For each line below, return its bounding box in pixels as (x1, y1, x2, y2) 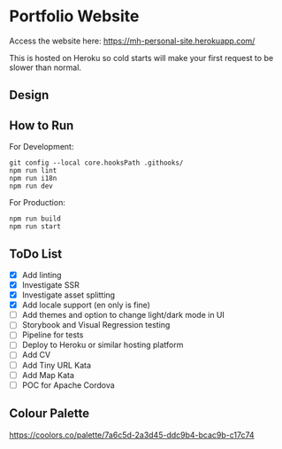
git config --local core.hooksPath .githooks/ (9, 159, 184, 167)
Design (9, 88, 50, 103)
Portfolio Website (9, 6, 140, 27)
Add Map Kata (21, 369, 75, 380)
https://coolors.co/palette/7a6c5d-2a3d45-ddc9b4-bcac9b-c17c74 (9, 430, 255, 440)
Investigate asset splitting (21, 290, 116, 300)
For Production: (9, 197, 66, 208)
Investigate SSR (21, 280, 80, 290)
